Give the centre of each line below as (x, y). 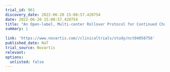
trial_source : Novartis (30, 48)
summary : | (17, 29)
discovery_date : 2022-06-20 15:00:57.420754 (53, 15)
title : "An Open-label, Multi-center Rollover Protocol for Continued (81, 24)
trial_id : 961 (20, 10)
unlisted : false (27, 62)
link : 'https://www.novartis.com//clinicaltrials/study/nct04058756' (80, 39)
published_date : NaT (27, 43)
